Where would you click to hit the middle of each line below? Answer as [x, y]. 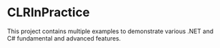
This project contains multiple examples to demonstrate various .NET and [110, 31]
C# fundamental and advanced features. [64, 38]
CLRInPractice [49, 13]
